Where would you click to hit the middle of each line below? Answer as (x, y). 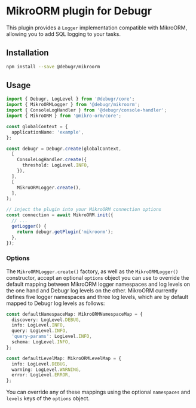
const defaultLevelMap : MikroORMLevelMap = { (64, 358)
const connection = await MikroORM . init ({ (60, 215)
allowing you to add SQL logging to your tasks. (64, 34)
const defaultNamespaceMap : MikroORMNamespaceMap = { (75, 314)
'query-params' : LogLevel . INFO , (52, 337)
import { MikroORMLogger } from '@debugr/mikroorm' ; (73, 105)
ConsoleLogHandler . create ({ (52, 160)
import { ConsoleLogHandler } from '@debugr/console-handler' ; (87, 110)
